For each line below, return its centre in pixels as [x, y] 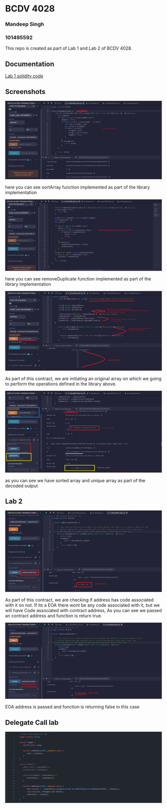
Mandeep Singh [25, 24]
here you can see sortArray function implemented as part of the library [78, 187]
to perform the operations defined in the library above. [61, 384]
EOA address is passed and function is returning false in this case [72, 707]
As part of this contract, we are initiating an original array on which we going [83, 379]
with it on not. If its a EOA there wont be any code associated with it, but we [83, 605]
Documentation [30, 64]
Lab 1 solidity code [24, 76]
